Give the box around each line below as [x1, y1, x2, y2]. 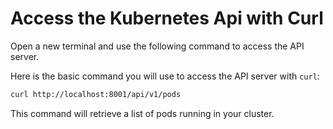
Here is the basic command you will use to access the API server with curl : [10, 70, 320, 82]
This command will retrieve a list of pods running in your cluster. [10, 107, 275, 119]
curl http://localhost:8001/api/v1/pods [10, 89, 182, 99]
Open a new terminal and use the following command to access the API [10, 40, 305, 52]
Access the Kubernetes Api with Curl [10, 7, 324, 30]
